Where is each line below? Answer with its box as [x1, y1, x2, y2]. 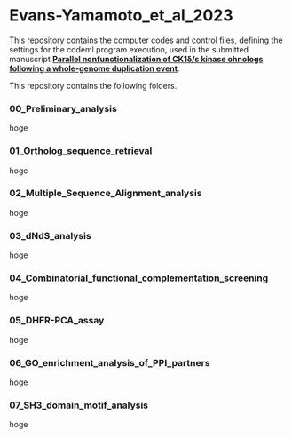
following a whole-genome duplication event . [9, 63, 180, 74]
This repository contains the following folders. [9, 80, 178, 91]
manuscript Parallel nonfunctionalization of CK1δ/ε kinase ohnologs [9, 53, 264, 64]
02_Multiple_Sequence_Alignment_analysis [9, 187, 202, 200]
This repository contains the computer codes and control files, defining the [9, 35, 283, 45]
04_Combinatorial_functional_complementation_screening [9, 272, 269, 284]
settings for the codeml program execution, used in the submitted [9, 44, 249, 54]
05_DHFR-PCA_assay [9, 315, 105, 327]
